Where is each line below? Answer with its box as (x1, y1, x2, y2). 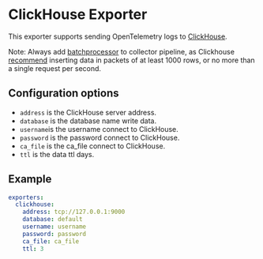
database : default (22, 216, 83, 223)
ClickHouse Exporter (8, 6, 148, 24)
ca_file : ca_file (22, 237, 80, 246)
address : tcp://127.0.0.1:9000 (22, 208, 126, 216)
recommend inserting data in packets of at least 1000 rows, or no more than (8, 55, 255, 65)
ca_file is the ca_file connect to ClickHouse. (19, 141, 166, 151)
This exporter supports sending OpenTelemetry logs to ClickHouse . (8, 32, 227, 41)
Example (8, 172, 52, 186)
